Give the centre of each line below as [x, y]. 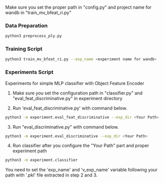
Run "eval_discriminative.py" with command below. [66, 127]
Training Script [24, 49]
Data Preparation [26, 26]
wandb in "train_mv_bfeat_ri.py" [38, 13]
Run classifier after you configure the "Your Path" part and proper [81, 146]
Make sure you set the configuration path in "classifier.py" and [77, 93]
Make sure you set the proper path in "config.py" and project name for [78, 7]
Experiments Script [30, 72]
